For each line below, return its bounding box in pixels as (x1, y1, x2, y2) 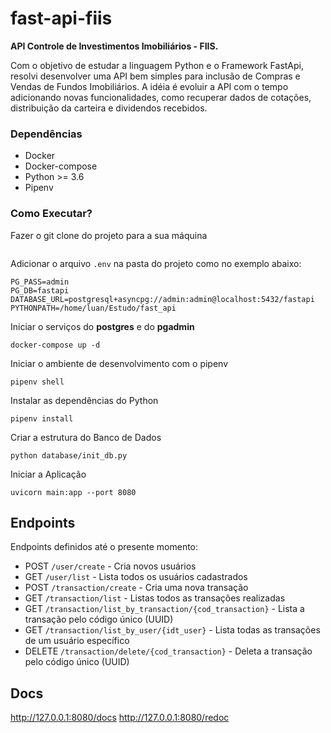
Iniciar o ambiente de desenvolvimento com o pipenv (10, 357, 229, 369)
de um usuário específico (24, 635, 130, 647)
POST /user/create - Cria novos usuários (24, 560, 197, 572)
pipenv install (10, 413, 74, 424)
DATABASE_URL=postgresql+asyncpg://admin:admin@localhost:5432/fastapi (10, 294, 315, 304)
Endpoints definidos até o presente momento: (10, 541, 199, 553)
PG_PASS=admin (10, 277, 70, 287)
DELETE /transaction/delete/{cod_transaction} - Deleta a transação (24, 645, 313, 657)
